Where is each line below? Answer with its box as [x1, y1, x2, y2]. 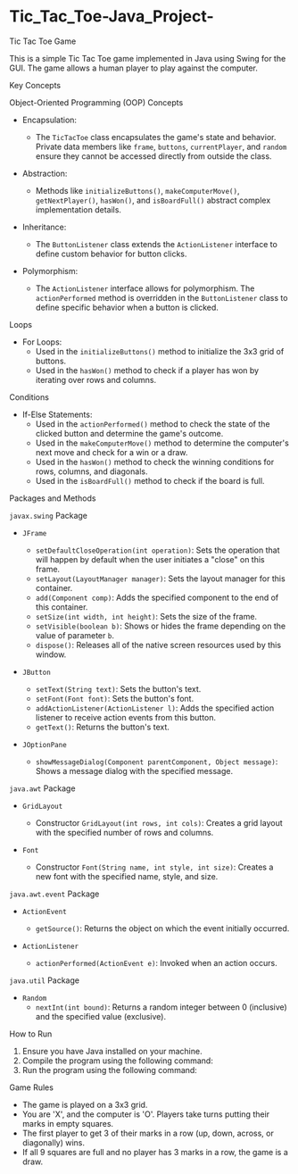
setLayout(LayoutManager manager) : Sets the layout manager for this [35, 573, 286, 584]
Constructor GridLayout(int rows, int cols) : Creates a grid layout [35, 817, 283, 828]
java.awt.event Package [9, 888, 100, 899]
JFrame [21, 529, 47, 537]
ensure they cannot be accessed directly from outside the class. [35, 150, 272, 162]
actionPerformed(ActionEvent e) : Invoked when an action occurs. [35, 957, 278, 968]
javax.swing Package [9, 510, 87, 520]
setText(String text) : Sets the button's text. [35, 683, 202, 694]
